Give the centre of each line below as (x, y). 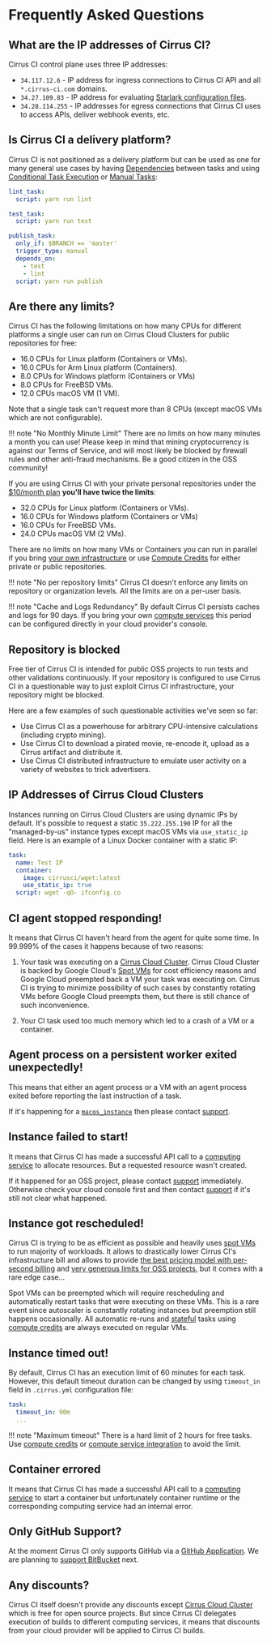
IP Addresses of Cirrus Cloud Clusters (106, 795)
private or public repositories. (57, 567)
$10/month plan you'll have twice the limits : (82, 492)
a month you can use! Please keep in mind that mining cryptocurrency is (129, 442)
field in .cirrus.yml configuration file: (71, 1390)
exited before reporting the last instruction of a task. (95, 1096)
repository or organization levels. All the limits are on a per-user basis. (125, 591)
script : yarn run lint (54, 199)
